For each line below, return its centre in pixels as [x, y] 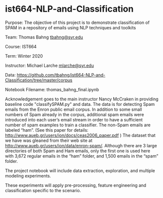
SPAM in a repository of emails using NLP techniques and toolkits [71, 27]
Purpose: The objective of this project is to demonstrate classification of [77, 22]
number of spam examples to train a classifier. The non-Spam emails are [78, 125]
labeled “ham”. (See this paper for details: [47, 130]
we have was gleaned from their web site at [49, 140]
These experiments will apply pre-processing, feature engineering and [76, 185]
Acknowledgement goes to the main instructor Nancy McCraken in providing [82, 99]
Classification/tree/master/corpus [39, 80]
